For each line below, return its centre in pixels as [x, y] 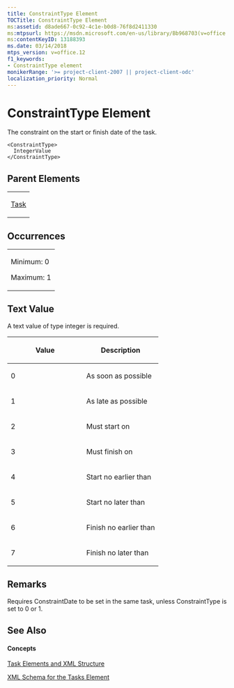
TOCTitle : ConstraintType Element [57, 20]
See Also [27, 630]
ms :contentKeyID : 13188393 [46, 40]
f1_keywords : [26, 59]
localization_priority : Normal [53, 78]
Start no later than [115, 502]
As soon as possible [119, 376]
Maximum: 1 [31, 277]
